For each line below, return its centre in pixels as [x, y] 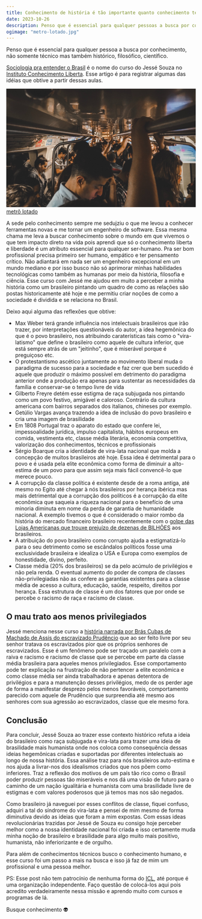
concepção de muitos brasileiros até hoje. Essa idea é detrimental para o [105, 457]
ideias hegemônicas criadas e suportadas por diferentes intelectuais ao [95, 754]
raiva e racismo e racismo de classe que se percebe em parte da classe [95, 657]
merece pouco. [34, 476]
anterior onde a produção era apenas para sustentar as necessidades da [105, 380]
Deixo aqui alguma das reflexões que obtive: [61, 311]
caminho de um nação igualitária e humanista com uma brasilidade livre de [99, 786]
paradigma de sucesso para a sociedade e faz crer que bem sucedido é [104, 367]
